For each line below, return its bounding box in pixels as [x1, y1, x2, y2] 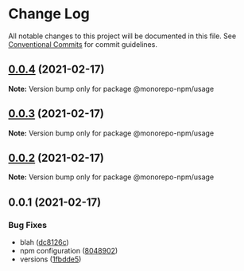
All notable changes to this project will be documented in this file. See [8, 31, 237, 41]
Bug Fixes [8, 219, 48, 230]
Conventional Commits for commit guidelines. [8, 39, 157, 49]
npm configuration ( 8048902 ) [19, 246, 118, 256]
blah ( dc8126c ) [19, 238, 69, 247]
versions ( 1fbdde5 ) [19, 254, 82, 264]
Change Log [8, 5, 90, 23]
